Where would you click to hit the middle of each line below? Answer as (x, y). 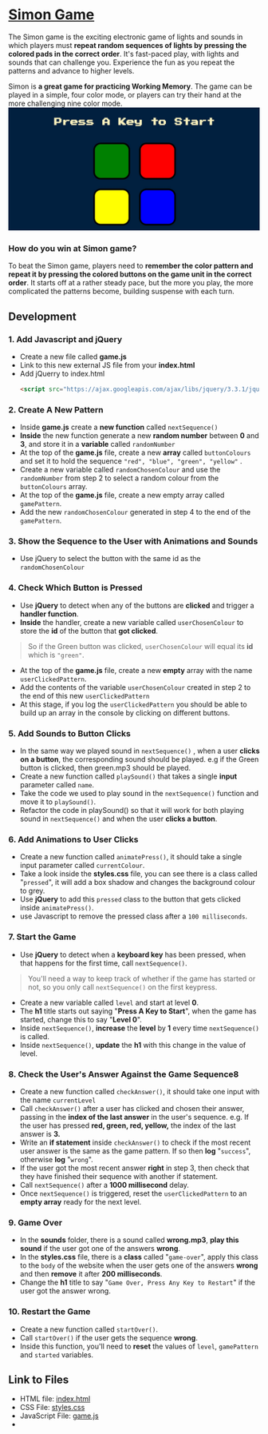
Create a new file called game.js (73, 357)
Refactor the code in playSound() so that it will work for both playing (132, 811)
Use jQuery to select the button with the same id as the (110, 559)
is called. (35, 1036)
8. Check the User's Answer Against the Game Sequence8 (124, 1074)
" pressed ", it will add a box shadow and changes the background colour (137, 882)
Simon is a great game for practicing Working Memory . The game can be (130, 86)
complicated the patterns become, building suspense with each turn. (122, 291)
